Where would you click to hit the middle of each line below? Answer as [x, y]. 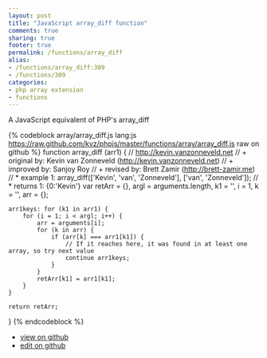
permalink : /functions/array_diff [66, 53]
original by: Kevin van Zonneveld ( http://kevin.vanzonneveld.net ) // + [121, 161]
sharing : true [32, 38]
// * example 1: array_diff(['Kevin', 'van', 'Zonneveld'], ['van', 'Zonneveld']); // [133, 178]
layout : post [30, 16]
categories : [28, 82]
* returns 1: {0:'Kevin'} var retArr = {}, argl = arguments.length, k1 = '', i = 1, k [133, 186]
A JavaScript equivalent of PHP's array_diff [79, 120]
